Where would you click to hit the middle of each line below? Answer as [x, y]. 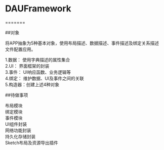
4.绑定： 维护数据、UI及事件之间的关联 [44, 78]
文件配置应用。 [20, 49]
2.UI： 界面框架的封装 [27, 66]
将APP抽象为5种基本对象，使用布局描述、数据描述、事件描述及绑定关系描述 [82, 43]
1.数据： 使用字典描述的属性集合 [38, 59]
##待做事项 [17, 95]
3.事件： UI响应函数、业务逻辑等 [38, 72]
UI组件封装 [16, 124]
